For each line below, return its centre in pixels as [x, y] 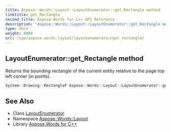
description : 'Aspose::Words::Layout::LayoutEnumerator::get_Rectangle [83, 24]
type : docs [17, 29]
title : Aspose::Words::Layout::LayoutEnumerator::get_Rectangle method [83, 10]
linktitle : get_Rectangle [33, 15]
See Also [20, 101]
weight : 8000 [19, 33]
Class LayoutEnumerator [38, 113]
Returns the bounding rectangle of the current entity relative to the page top [85, 71]
